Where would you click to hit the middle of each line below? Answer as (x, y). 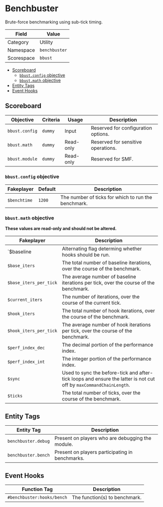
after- (146, 373)
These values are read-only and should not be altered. (61, 229)
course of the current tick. (91, 303)
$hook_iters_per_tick (32, 331)
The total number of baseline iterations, (107, 263)
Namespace (21, 50)
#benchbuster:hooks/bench (37, 497)
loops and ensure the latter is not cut (113, 379)
